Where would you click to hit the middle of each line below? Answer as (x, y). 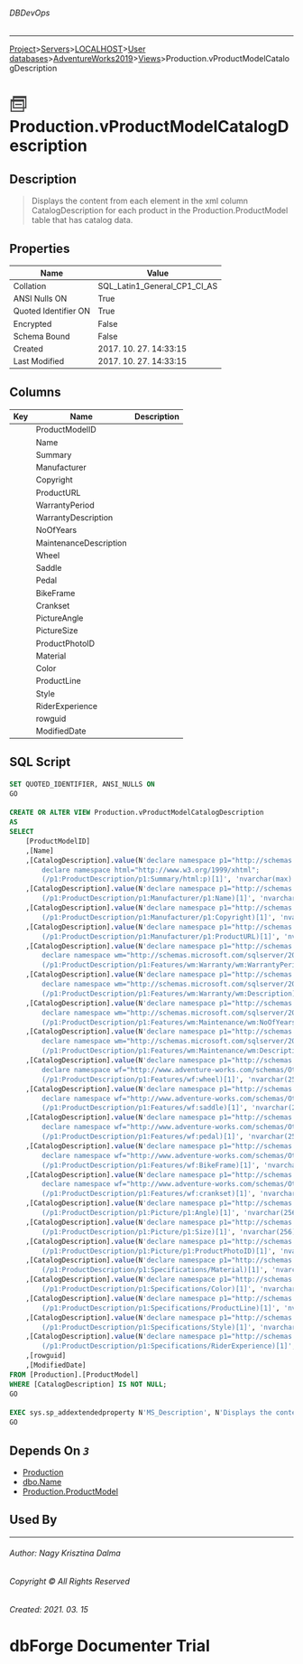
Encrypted (32, 323)
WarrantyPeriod (65, 505)
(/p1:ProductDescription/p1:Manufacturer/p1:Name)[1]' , (149, 899)
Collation (30, 285)
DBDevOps (30, 13)
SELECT (22, 832)
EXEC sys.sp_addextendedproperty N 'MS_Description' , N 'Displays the (141, 1413)
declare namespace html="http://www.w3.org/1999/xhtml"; (151, 870)
